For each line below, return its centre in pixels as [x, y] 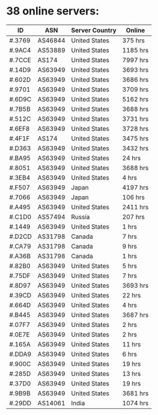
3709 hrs [135, 89]
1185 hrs [135, 50]
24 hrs [132, 158]
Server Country [94, 30]
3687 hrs [135, 315]
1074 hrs [135, 403]
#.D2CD [20, 236]
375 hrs [134, 40]
